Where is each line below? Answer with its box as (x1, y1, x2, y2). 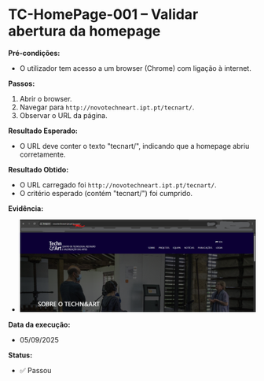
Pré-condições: (8, 48, 60, 57)
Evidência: (8, 203, 44, 213)
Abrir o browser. (19, 94, 72, 103)
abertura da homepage (8, 22, 161, 40)
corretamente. (19, 150, 66, 159)
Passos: (8, 79, 35, 88)
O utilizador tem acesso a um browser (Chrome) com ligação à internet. (19, 63, 251, 72)
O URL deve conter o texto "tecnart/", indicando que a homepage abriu (19, 141, 250, 150)
